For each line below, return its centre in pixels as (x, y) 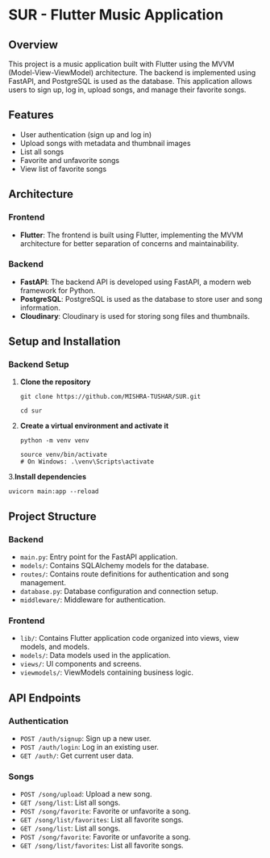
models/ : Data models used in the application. (95, 655)
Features (31, 115)
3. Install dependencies (48, 477)
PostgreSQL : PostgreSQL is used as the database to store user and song (141, 299)
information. (40, 308)
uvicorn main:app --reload (54, 492)
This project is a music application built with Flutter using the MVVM (122, 64)
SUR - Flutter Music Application (116, 15)
